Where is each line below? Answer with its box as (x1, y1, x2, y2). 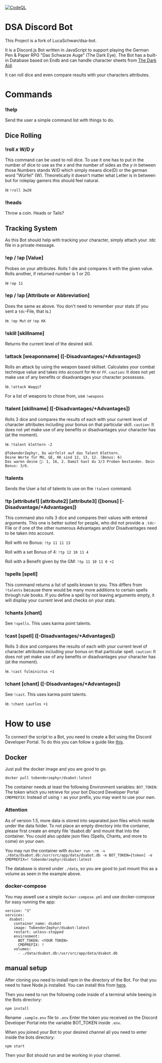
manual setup (5, 964, 47, 972)
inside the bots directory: (5, 1034, 55, 1040)
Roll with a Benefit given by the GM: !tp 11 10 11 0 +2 (5, 558, 114, 564)
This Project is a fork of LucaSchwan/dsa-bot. (5, 37, 97, 43)
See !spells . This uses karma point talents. (5, 620, 91, 626)
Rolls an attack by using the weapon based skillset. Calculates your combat (5, 364, 155, 370)
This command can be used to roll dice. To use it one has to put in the (5, 157, 144, 163)
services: (5, 912, 25, 917)
